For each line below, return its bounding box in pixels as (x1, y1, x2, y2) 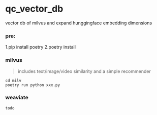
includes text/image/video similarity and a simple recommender (17, 68, 151, 74)
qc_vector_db (5, 3, 64, 15)
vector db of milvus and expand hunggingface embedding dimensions (5, 20, 152, 26)
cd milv (5, 78, 22, 83)
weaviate (5, 94, 29, 101)
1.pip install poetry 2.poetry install (5, 44, 76, 50)
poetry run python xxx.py (5, 82, 60, 88)
